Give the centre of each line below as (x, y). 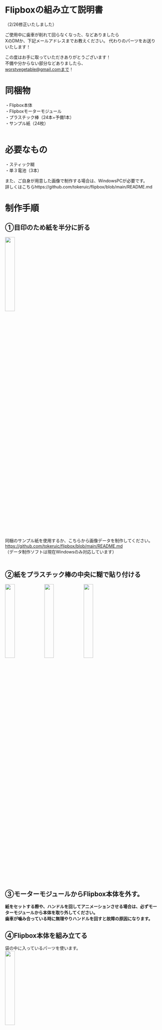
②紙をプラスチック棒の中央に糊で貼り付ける (73, 575)
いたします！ (18, 47)
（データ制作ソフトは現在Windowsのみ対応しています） (61, 551)
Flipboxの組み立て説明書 (54, 10)
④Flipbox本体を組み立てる (46, 936)
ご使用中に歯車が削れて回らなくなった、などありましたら (62, 34)
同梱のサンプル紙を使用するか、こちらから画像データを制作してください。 (79, 540)
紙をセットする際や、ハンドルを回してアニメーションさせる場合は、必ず (77, 907)
